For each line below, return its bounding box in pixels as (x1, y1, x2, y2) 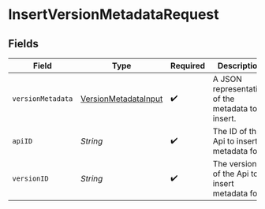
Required (170, 61, 206, 71)
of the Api (212, 168, 249, 179)
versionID (12, 174, 49, 183)
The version (212, 159, 257, 169)
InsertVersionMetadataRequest (8, 6, 219, 24)
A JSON (212, 73, 243, 84)
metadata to (212, 103, 258, 114)
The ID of (212, 126, 248, 136)
